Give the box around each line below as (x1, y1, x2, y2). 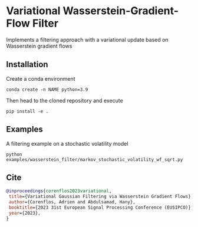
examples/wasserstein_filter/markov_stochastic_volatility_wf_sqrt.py (6, 156, 183, 163)
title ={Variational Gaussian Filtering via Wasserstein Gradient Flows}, (8, 193, 194, 200)
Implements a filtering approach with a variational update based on (6, 36, 169, 43)
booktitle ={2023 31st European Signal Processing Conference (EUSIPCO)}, (8, 205, 194, 210)
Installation (6, 60, 48, 70)
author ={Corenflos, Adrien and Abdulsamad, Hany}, (8, 199, 136, 205)
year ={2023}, (8, 210, 41, 216)
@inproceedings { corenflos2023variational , (6, 188, 112, 194)
